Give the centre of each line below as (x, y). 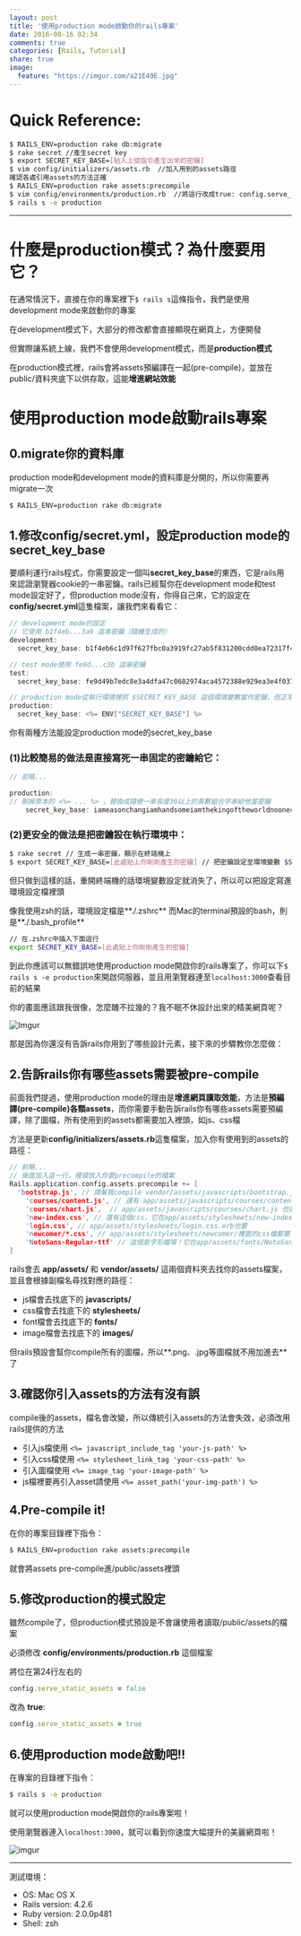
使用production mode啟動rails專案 (138, 418)
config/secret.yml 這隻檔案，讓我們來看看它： (95, 606)
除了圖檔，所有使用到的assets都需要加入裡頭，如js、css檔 (133, 1120)
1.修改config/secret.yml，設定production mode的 (150, 535)
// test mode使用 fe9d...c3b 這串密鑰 (77, 665)
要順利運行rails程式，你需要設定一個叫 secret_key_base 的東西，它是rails (143, 573)
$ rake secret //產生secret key (68, 153)
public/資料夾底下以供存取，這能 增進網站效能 (93, 379)
